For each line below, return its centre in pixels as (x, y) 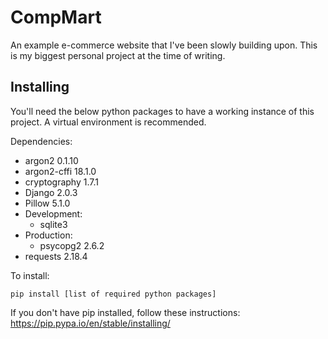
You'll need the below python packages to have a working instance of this (162, 111)
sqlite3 (53, 224)
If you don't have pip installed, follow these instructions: (125, 312)
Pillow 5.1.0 (47, 203)
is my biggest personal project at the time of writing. (118, 55)
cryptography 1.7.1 (61, 182)
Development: (53, 213)
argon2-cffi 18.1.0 (60, 171)
